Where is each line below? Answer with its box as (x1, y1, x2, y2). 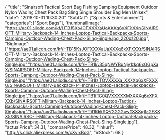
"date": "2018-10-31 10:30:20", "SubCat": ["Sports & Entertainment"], (5, 15, 145, 20)
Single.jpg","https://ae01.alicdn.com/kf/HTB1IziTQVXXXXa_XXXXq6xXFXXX (5, 77, 158, 83)
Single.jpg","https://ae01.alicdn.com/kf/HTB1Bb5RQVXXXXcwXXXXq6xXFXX (5, 109, 160, 114)
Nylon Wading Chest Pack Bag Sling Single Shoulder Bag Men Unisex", (5, 9, 149, 15)
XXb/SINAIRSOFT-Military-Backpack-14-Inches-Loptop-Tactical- (5, 98, 137, 104)
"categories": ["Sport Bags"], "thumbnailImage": (5, 20, 103, 26)
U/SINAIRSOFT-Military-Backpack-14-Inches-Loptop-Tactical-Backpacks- (5, 83, 156, 88)
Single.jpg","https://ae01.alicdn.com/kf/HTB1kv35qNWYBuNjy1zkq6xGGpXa (5, 61, 159, 67)
